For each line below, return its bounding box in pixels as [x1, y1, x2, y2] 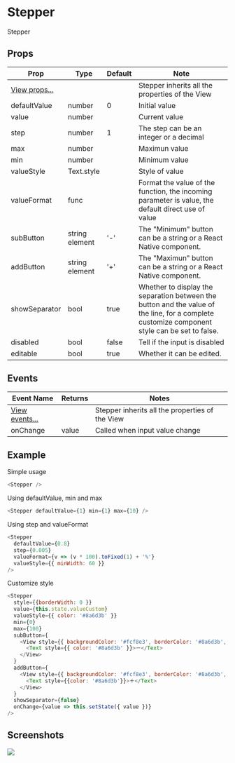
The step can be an [138, 123, 202, 133]
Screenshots [7, 729, 64, 741]
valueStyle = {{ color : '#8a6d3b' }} [13, 612, 117, 619]
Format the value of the [138, 177, 215, 187]
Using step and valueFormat [7, 520, 89, 529]
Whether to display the [138, 282, 213, 292]
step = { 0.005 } [13, 546, 52, 554]
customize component [138, 317, 212, 327]
